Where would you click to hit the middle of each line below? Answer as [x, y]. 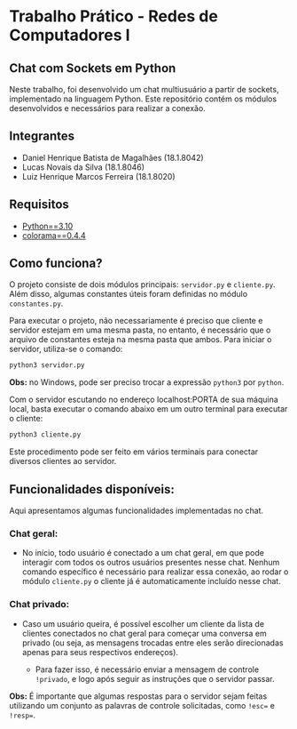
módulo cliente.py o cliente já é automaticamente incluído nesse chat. [151, 581]
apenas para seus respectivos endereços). [100, 652]
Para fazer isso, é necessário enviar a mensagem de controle [147, 669]
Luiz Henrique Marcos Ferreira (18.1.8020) [98, 176]
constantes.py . [36, 303]
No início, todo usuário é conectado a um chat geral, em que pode [143, 553]
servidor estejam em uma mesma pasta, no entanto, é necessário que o [140, 330]
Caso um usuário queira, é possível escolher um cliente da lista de [143, 623]
